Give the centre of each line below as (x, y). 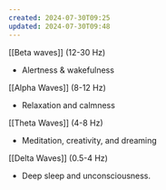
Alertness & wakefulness (68, 70)
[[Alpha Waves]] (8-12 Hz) (57, 87)
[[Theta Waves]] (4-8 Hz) (56, 123)
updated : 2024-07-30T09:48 (59, 26)
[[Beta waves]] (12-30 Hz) (57, 52)
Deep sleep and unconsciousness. (86, 175)
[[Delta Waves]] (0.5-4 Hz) (58, 158)
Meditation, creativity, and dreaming (89, 140)
